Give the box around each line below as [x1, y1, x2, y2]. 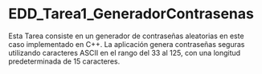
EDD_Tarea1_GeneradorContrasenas [8, 5, 255, 23]
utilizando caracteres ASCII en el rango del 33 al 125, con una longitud [8, 48, 241, 57]
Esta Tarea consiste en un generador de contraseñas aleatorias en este [8, 31, 244, 41]
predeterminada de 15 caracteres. [8, 56, 121, 66]
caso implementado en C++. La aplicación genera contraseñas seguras [8, 39, 245, 49]
